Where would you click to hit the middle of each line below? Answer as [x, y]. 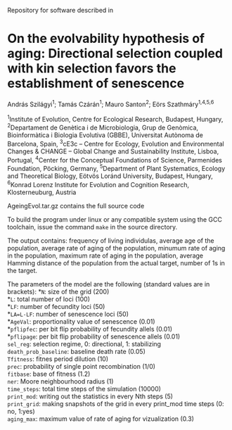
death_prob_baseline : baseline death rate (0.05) [76, 351]
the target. [22, 270]
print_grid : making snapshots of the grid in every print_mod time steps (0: [116, 403]
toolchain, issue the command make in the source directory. [92, 227]
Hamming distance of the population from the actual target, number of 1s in [116, 263]
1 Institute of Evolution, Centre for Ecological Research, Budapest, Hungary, [115, 118]
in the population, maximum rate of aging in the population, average [105, 255]
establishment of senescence [96, 83]
